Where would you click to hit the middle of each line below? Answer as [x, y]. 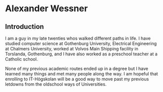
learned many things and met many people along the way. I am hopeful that [82, 74]
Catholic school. [21, 59]
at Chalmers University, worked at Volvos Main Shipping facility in [72, 49]
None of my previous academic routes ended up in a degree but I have [77, 69]
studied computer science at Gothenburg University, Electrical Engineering [81, 44]
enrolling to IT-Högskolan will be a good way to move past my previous [77, 79]
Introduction [25, 27]
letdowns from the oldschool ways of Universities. [56, 84]
